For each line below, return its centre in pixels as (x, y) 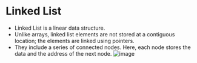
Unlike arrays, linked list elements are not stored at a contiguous (95, 34)
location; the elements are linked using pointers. (74, 41)
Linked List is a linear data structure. (60, 28)
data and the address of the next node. (63, 53)
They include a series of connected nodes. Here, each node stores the (103, 47)
